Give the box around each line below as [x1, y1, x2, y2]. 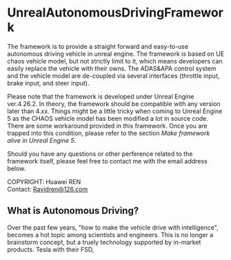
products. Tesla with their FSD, [7, 245, 94, 253]
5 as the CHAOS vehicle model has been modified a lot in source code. [7, 114, 208, 122]
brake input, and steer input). [7, 79, 90, 87]
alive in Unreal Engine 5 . [7, 136, 77, 144]
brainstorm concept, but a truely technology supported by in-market [7, 238, 201, 246]
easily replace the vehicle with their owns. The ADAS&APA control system [7, 64, 217, 72]
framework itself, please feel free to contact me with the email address [7, 157, 208, 165]
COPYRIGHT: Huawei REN [7, 177, 81, 186]
